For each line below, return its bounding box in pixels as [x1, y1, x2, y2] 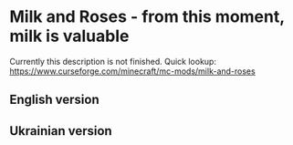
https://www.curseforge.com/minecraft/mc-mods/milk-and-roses [9, 66, 256, 77]
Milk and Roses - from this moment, [9, 6, 285, 27]
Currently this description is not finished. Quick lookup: [9, 56, 217, 67]
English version [9, 92, 99, 108]
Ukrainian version [9, 123, 112, 139]
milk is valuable [9, 26, 130, 47]
